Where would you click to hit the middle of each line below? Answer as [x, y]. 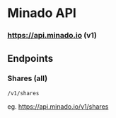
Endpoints [30, 58]
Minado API [42, 13]
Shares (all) [28, 78]
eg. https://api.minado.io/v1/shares [58, 106]
